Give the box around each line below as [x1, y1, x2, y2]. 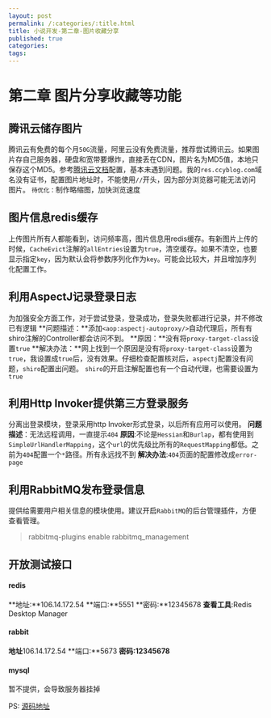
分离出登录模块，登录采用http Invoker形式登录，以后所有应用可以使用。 [8, 420, 246, 429]
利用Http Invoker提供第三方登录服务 [8, 397, 189, 411]
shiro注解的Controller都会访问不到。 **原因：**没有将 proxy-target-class [8, 333, 252, 343]
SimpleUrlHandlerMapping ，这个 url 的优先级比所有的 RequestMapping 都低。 [8, 440, 252, 450]
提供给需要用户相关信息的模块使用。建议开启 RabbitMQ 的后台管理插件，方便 [8, 506, 256, 516]
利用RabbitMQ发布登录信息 [8, 483, 145, 496]
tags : [8, 49, 27, 57]
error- [235, 451, 258, 459]
